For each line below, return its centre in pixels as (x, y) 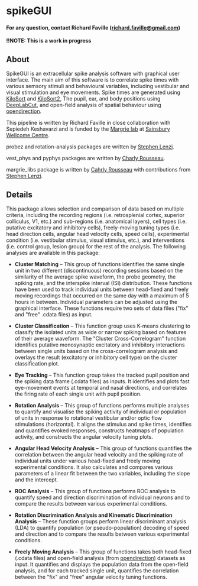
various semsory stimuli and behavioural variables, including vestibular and (98, 86)
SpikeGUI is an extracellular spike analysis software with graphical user (93, 74)
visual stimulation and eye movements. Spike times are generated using (93, 92)
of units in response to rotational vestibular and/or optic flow (88, 418)
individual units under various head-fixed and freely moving (87, 461)
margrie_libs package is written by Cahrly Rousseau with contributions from (98, 170)
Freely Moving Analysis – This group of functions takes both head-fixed (103, 552)
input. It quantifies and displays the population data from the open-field (101, 564)
